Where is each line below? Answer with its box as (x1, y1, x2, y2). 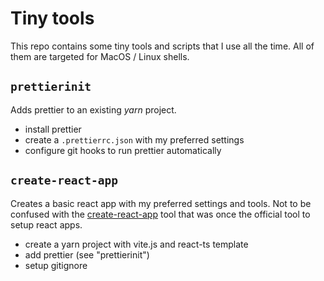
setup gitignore (24, 259, 88, 271)
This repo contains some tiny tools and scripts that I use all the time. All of (10, 40, 315, 52)
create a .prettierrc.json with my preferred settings (24, 133, 245, 146)
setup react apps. (10, 218, 83, 231)
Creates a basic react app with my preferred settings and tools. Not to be (10, 197, 312, 209)
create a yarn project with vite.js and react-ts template (24, 238, 249, 250)
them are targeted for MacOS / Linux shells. (10, 50, 190, 62)
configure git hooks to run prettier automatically (24, 144, 222, 156)
